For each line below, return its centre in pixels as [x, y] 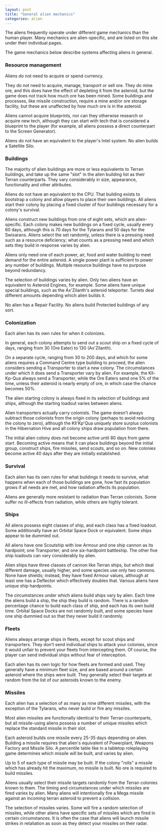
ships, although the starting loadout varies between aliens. [64, 404]
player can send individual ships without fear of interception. [66, 655]
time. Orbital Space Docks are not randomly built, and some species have [79, 611]
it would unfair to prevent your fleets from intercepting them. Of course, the [81, 650]
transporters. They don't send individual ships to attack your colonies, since [81, 645]
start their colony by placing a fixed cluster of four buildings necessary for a [81, 204]
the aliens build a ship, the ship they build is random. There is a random [77, 600]
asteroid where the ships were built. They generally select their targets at [79, 675]
